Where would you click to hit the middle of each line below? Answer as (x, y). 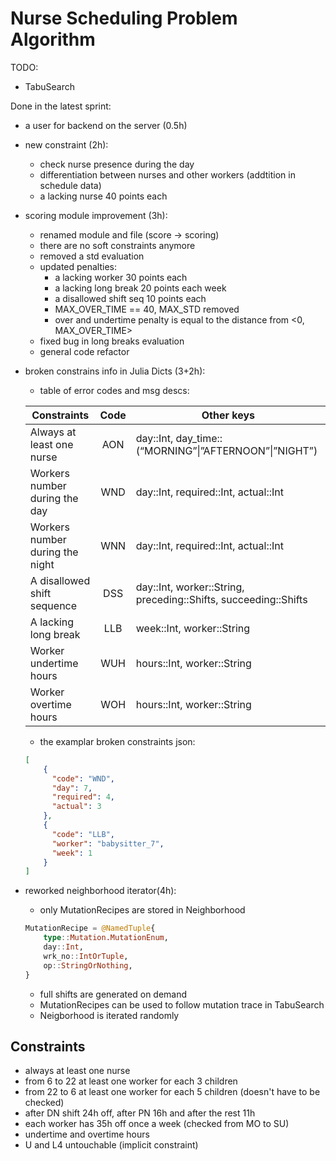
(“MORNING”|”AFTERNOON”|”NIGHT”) (226, 450)
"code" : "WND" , (83, 778)
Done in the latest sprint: (61, 106)
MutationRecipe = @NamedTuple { (90, 928)
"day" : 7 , (72, 788)
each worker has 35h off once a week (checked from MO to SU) (157, 1124)
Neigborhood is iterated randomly (109, 1015)
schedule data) (70, 185)
